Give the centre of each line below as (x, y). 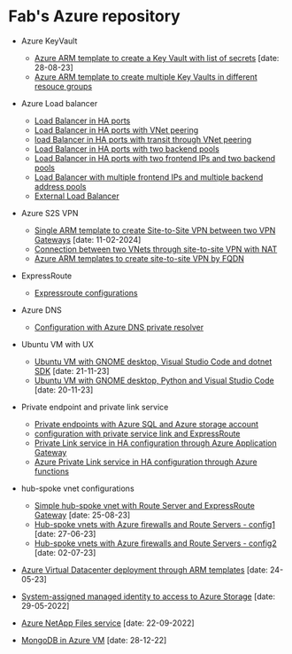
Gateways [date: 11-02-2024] (88, 239)
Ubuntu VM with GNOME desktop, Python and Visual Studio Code (154, 380)
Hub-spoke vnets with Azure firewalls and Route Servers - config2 (155, 543)
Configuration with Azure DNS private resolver (119, 327)
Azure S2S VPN (50, 213)
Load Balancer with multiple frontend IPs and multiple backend (149, 177)
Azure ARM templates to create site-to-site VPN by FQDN (139, 258)
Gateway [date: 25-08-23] (82, 515)
